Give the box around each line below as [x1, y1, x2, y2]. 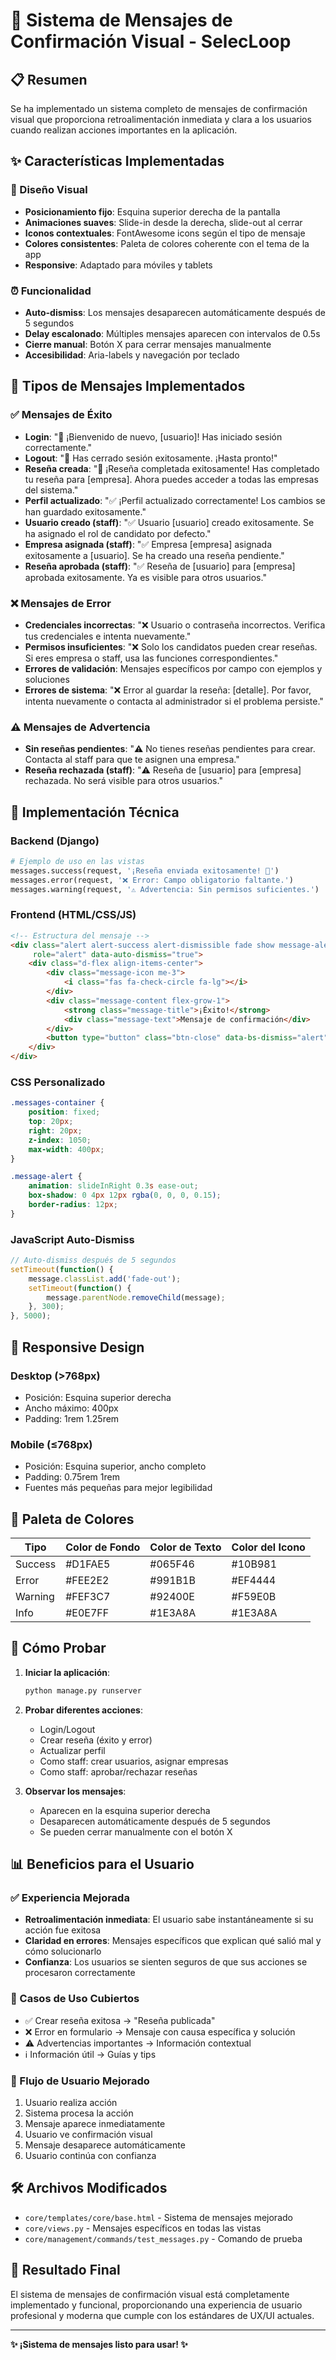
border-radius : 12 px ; [28, 1200, 118, 1210]
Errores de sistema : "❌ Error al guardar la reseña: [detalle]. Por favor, [24, 684, 312, 696]
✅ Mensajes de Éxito [10, 408, 113, 422]
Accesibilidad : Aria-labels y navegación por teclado [24, 349, 240, 361]
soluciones [24, 673, 70, 685]
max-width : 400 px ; [28, 1144, 105, 1154]
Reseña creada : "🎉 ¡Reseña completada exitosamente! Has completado [24, 462, 320, 474]
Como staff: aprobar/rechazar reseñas [39, 1765, 198, 1778]
